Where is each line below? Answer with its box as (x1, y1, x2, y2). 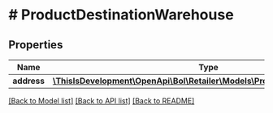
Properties (8, 38, 63, 52)
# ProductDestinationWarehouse (8, 6, 234, 24)
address (12, 75, 45, 86)
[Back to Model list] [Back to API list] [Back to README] (8, 96, 195, 106)
